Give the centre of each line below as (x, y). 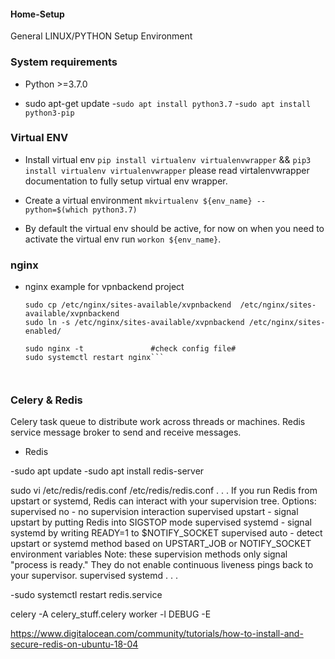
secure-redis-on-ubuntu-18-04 (74, 644)
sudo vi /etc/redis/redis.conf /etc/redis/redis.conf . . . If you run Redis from (164, 491)
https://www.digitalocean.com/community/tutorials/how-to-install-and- (157, 634)
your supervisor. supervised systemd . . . (94, 576)
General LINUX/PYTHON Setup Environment (101, 36)
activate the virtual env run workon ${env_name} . (123, 239)
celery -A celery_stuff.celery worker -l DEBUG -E (111, 614)
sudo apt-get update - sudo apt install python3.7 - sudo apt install (168, 103)
